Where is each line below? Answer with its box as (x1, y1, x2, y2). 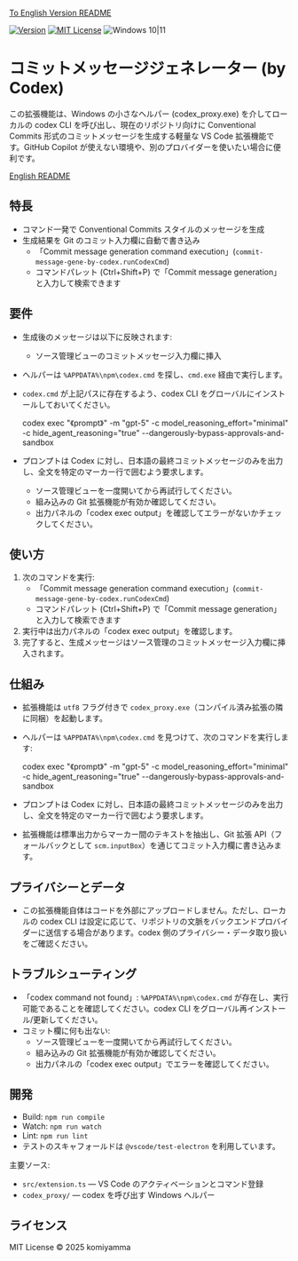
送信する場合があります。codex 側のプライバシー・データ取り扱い (45, 927, 287, 938)
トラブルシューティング (9, 967, 137, 982)
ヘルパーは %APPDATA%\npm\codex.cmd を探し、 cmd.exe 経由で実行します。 (21, 369, 287, 380)
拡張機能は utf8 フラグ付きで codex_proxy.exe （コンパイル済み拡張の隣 (21, 702, 284, 713)
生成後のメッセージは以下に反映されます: (21, 331, 173, 342)
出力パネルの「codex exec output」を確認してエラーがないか (35, 507, 259, 518)
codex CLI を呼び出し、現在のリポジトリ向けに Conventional (34, 119, 256, 130)
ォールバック (21, 840, 69, 851)
